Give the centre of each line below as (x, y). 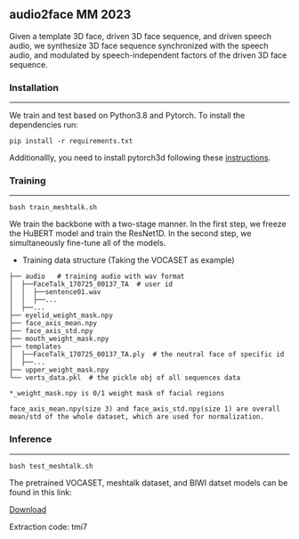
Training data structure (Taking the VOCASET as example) (128, 260)
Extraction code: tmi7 (48, 527)
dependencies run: (44, 125)
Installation (34, 87)
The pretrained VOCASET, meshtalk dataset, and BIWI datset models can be (149, 482)
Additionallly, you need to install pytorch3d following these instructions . (140, 158)
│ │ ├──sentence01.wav (55, 292)
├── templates (36, 347)
